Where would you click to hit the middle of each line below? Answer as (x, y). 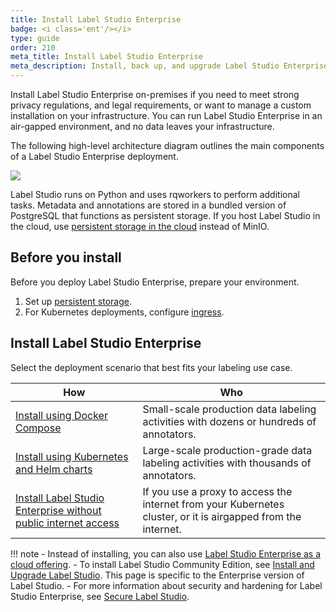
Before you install (66, 257)
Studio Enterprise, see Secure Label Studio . (100, 596)
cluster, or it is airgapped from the (222, 516)
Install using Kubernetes (72, 456)
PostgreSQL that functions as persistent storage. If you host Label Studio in (165, 215)
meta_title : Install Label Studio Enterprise (106, 57)
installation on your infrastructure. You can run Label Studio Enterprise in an (166, 115)
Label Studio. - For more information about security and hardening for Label (166, 585)
